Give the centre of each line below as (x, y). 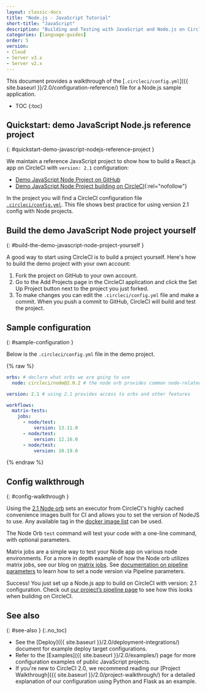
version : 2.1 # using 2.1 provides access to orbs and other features (98, 394)
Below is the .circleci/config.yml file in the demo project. (81, 354)
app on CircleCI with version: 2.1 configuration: (68, 168)
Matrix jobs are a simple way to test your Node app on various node (92, 552)
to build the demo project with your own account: (68, 264)
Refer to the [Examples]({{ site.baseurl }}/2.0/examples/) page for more (105, 655)
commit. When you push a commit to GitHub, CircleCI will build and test (105, 302)
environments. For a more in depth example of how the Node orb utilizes (98, 558)
